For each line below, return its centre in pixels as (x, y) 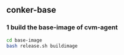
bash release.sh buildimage (42, 46)
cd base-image (24, 40)
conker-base (31, 10)
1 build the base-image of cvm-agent (62, 28)
